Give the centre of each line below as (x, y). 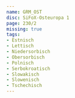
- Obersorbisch (26, 57)
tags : (13, 35)
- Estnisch (20, 40)
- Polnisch (20, 63)
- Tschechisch (24, 86)
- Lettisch (20, 46)
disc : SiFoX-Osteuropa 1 (38, 18)
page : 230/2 (21, 23)
